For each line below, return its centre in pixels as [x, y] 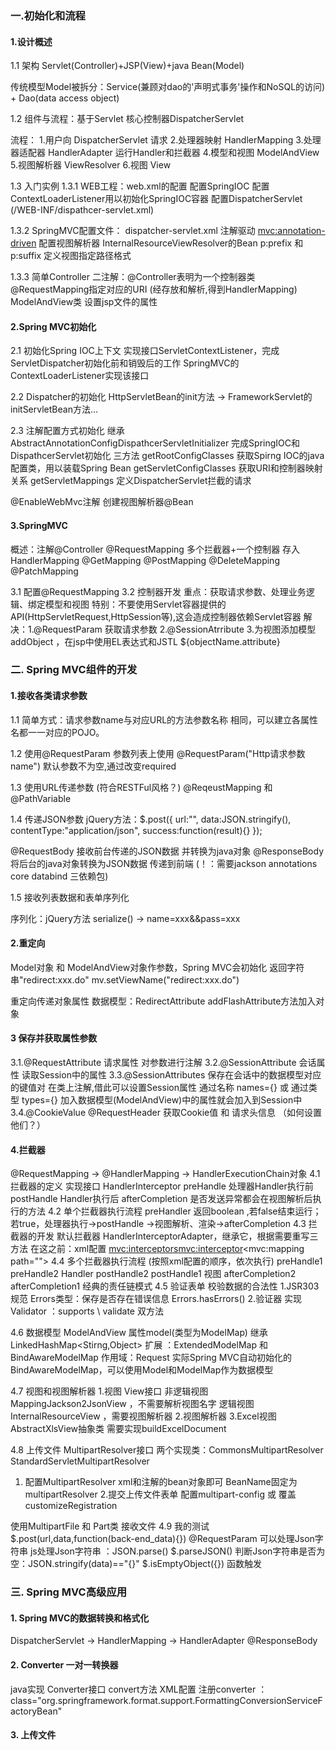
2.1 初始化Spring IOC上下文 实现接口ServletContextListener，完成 [145, 351]
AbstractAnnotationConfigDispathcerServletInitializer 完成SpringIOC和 [155, 443]
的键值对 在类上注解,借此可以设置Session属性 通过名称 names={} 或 [149, 1088]
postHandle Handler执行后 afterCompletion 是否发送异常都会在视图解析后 [161, 1199]
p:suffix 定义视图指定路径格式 [71, 256]
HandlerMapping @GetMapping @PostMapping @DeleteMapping [145, 560]
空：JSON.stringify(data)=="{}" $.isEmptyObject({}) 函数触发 [136, 1564]
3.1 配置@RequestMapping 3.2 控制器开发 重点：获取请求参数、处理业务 [158, 591]
